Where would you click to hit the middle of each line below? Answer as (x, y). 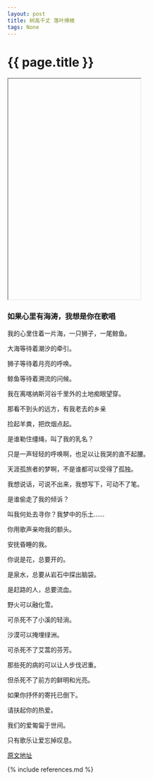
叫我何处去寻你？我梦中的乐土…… (56, 514)
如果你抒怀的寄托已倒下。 (44, 695)
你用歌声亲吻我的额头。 (41, 529)
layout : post (26, 14)
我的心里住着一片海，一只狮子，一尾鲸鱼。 (69, 333)
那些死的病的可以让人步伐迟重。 (54, 664)
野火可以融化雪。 (32, 604)
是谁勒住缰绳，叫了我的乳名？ (50, 439)
